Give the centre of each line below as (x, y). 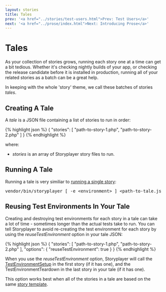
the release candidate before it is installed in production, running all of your (82, 72)
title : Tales (19, 14)
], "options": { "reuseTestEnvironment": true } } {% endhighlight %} (88, 249)
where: (12, 145)
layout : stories (22, 10)
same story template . (27, 284)
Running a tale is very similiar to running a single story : (61, 181)
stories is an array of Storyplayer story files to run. (63, 154)
